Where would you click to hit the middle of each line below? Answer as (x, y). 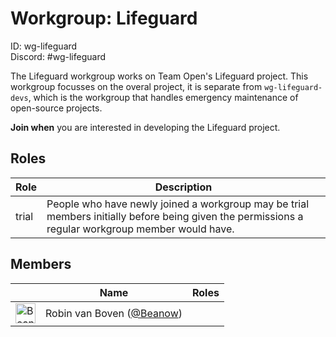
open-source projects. (56, 108)
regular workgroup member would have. (140, 229)
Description (183, 187)
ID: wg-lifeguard (44, 46)
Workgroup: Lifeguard (104, 18)
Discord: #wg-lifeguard (58, 56)
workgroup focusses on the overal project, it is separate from (136, 86)
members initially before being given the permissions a (175, 216)
